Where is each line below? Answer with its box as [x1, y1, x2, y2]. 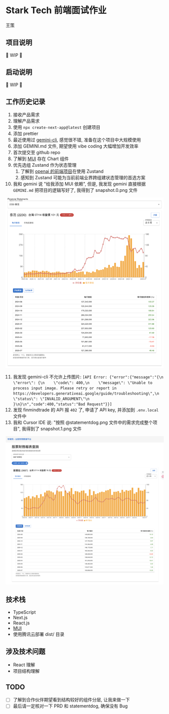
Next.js [13, 614, 28, 620]
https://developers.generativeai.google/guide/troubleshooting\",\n [13, 391, 159, 396]
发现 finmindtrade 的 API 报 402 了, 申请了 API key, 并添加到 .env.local [13, 406, 159, 413]
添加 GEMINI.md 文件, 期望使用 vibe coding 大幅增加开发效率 [13, 143, 139, 149]
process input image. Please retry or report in [13, 386, 117, 391]
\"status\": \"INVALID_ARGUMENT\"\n [13, 396, 90, 401]
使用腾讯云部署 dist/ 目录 [13, 631, 65, 637]
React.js [13, 620, 30, 626]
